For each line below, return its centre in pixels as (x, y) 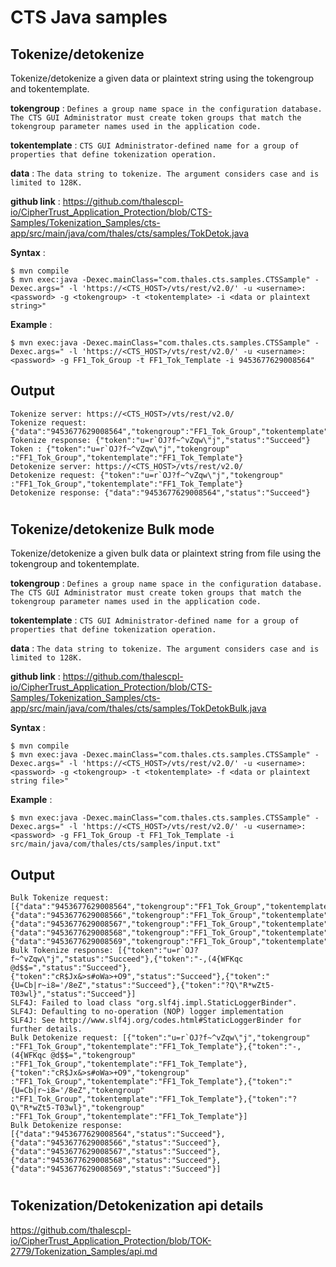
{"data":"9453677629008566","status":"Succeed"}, (116, 1143)
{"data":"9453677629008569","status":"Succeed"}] (116, 1169)
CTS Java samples (89, 17)
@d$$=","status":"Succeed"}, (71, 968)
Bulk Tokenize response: (62, 951)
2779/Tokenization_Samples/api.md (84, 1251)
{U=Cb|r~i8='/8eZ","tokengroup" (77, 1091)
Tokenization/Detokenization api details (137, 1206)
